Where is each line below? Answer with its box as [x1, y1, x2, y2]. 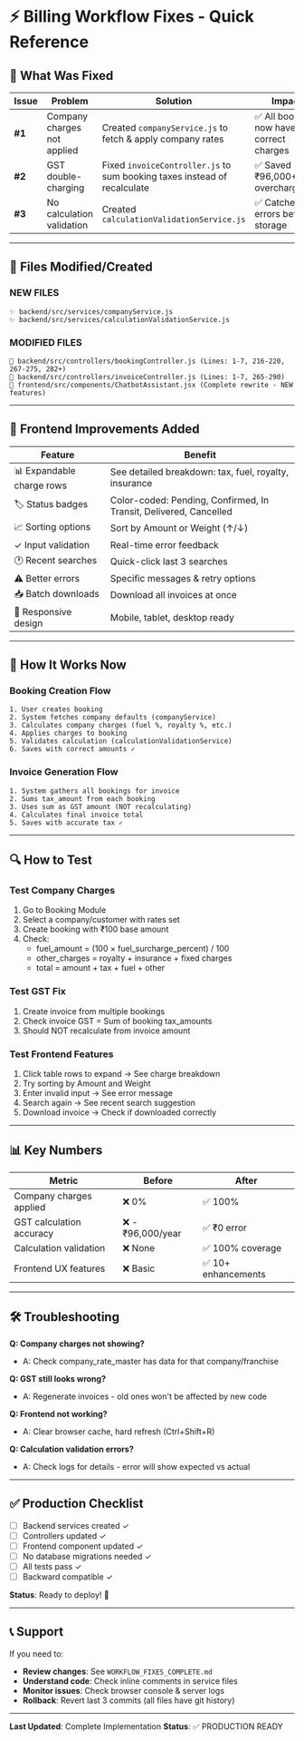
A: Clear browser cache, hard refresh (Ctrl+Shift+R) [22, 1425, 215, 1437]
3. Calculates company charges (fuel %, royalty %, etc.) [9, 721, 233, 730]
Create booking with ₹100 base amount [22, 924, 169, 934]
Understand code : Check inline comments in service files [22, 1675, 238, 1687]
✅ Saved [254, 159, 292, 171]
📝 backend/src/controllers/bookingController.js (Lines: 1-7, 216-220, [9, 357, 285, 366]
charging [46, 181, 85, 194]
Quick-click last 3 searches [109, 555, 228, 568]
